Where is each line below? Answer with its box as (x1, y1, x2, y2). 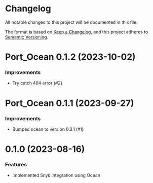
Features (5, 161, 27, 168)
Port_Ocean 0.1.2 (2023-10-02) (5, 51, 136, 63)
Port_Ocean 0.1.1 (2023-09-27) (5, 97, 134, 109)
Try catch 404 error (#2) (12, 80, 63, 86)
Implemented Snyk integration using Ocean (12, 172, 100, 178)
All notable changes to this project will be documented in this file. (5, 19, 138, 25)
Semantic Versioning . (5, 34, 48, 40)
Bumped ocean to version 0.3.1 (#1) (12, 126, 84, 132)
